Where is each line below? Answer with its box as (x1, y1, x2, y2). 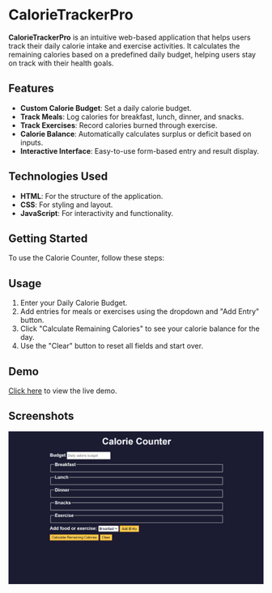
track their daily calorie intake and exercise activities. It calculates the (8, 40, 240, 50)
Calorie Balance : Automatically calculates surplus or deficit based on (19, 129, 252, 138)
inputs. (19, 138, 44, 147)
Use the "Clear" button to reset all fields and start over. (19, 341, 204, 351)
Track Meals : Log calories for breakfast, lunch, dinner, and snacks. (19, 112, 244, 121)
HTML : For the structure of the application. (19, 191, 164, 201)
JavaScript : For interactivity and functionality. (19, 208, 174, 218)
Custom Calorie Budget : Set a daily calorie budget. (19, 103, 192, 112)
